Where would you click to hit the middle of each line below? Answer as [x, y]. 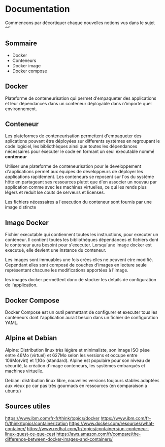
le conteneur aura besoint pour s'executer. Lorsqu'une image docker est [78, 245]
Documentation [38, 9]
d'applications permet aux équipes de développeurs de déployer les [74, 172]
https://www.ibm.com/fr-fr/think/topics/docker [52, 418]
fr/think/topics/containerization [36, 423]
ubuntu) [13, 391]
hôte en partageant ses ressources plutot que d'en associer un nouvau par [81, 182]
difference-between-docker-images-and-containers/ [59, 439]
